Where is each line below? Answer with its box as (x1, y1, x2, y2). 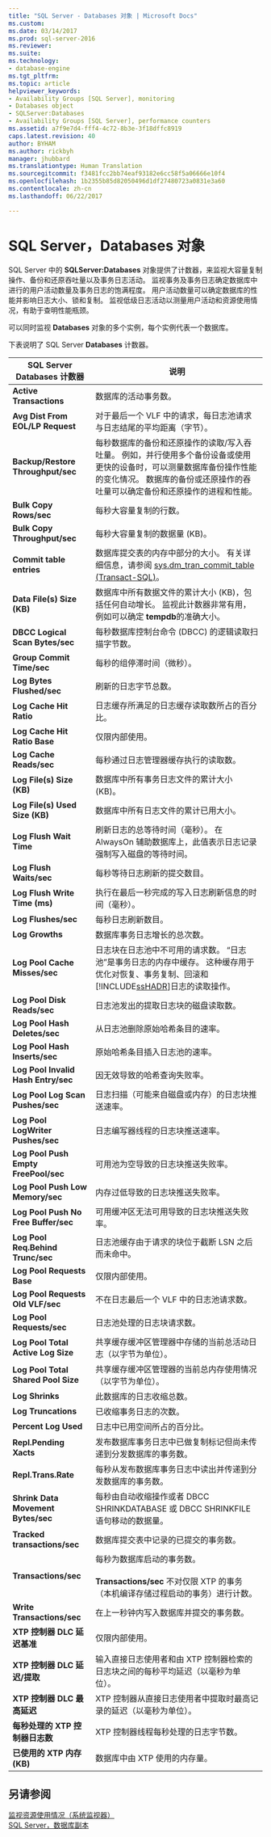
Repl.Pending (12, 1436, 65, 1447)
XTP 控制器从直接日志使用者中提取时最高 (95, 1692, 251, 1704)
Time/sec (12, 662, 50, 673)
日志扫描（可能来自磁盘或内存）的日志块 (95, 1089, 249, 1100)
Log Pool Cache (12, 957, 74, 968)
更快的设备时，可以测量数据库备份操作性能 (95, 461, 257, 473)
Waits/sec (12, 872, 52, 883)
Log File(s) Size (12, 773, 73, 785)
